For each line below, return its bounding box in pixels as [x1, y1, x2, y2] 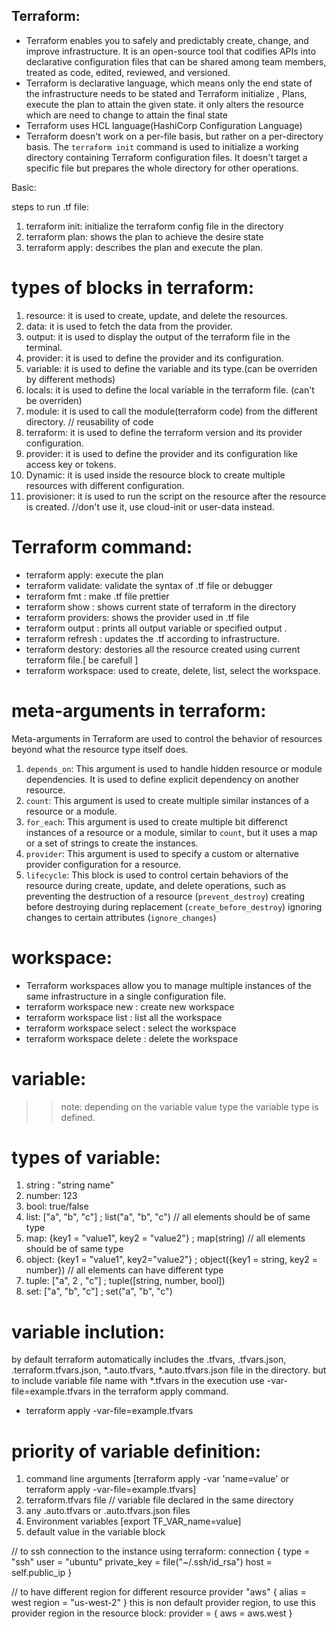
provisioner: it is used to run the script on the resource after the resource [25, 490, 327, 502]
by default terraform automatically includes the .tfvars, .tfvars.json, [11, 1354, 287, 1366]
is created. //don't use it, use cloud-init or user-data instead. [25, 500, 275, 513]
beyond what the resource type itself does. [11, 743, 189, 755]
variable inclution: [11, 1320, 165, 1343]
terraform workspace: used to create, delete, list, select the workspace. [25, 664, 321, 676]
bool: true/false [25, 1200, 89, 1213]
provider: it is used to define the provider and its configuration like [25, 447, 298, 459]
